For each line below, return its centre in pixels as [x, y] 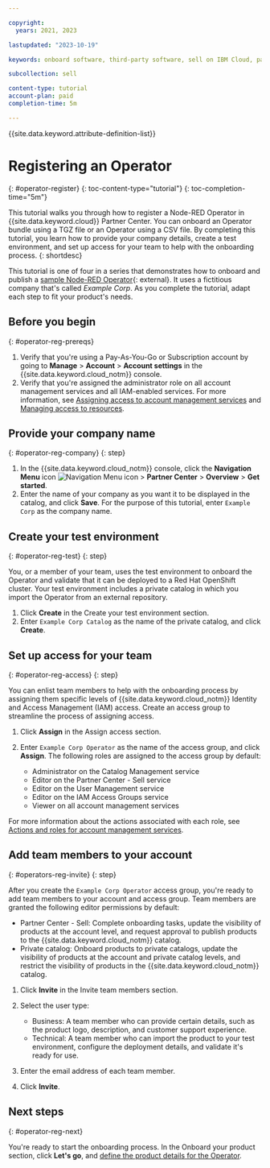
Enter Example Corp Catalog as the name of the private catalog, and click [140, 622]
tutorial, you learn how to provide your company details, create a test [123, 238]
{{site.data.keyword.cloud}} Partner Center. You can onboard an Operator [130, 221]
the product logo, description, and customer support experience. [139, 1029]
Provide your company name [82, 433]
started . [34, 486]
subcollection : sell [43, 74]
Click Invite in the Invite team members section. [99, 990]
